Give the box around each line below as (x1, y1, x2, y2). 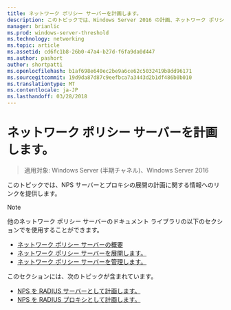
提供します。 (25, 189, 61, 197)
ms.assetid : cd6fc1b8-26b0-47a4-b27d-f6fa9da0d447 (7, 49, 155, 56)
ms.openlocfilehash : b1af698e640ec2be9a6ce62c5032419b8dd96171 (7, 67, 192, 74)
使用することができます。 (30, 225, 103, 234)
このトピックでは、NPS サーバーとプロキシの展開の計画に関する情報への (7, 180, 214, 189)
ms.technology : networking (7, 36, 85, 43)
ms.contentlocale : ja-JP (7, 87, 78, 93)
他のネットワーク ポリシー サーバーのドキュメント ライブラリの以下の (7, 217, 205, 225)
